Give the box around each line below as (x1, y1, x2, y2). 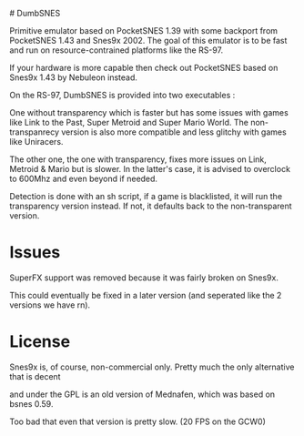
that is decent (9, 370, 61, 381)
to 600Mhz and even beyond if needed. (9, 173, 157, 184)
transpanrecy (9, 127, 60, 137)
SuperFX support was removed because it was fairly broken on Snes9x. (9, 272, 279, 283)
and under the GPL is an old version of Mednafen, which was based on (9, 389, 276, 400)
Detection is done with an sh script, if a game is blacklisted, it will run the (9, 191, 283, 201)
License (9, 331, 71, 352)
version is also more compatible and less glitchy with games (60, 127, 287, 137)
